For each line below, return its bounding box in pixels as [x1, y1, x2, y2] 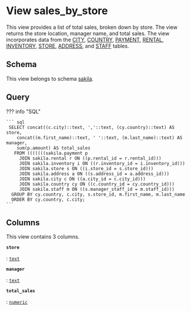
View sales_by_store [6, 4, 108, 18]
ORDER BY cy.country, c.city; [11, 196, 85, 203]
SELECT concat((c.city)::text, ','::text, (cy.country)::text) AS [8, 124, 175, 130]
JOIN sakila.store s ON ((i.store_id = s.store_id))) [19, 166, 154, 171]
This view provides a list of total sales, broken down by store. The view [6, 24, 178, 31]
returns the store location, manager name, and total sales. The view [6, 29, 170, 37]
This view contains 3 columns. [6, 233, 80, 240]
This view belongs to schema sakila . [6, 75, 94, 82]
